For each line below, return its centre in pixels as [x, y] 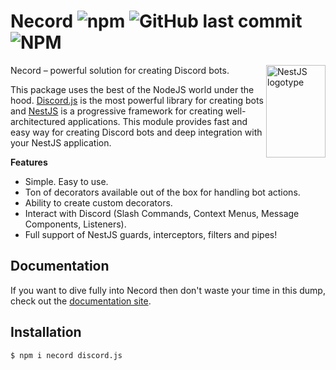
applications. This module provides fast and [157, 121]
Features [29, 162]
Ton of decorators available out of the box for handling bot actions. [162, 192]
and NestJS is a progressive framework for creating [117, 111]
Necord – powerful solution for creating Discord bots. [120, 70]
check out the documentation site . [81, 301]
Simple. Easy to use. [66, 181]
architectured [38, 121]
